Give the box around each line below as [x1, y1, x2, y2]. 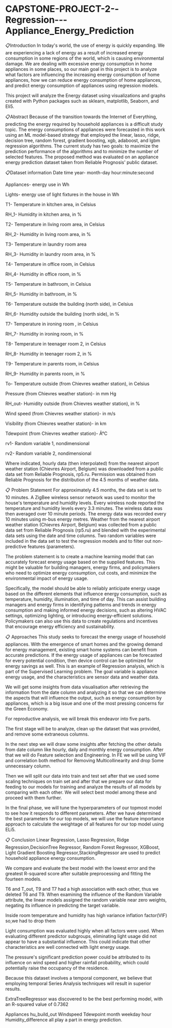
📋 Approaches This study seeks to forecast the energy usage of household [5, 633, 166, 640]
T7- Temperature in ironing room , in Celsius [5, 321, 99, 327]
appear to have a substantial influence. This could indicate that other [5, 939, 150, 945]
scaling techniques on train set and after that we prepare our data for [5, 778, 151, 784]
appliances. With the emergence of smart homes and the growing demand [5, 641, 163, 647]
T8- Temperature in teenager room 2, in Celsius [5, 340, 106, 347]
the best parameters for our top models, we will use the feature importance [5, 815, 164, 821]
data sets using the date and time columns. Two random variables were [5, 533, 157, 539]
